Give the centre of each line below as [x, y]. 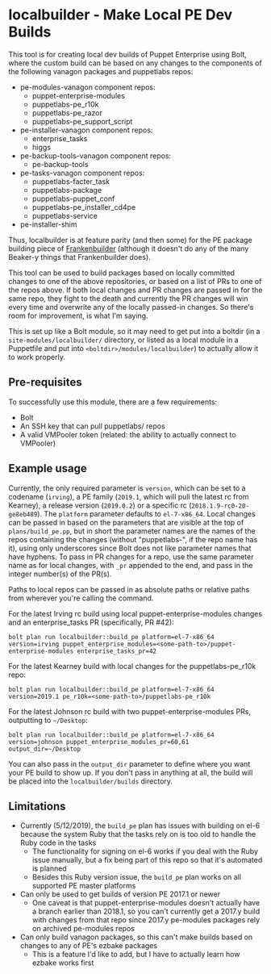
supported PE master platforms [84, 886]
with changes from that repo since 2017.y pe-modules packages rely [146, 920]
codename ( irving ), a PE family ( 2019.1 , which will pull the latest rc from [129, 496]
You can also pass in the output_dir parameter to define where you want [129, 763]
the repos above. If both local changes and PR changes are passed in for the [135, 290]
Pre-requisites [45, 382]
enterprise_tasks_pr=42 [117, 651]
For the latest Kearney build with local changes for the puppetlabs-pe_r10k [132, 666]
